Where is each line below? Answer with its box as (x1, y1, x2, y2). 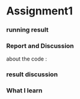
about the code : (6, 55, 47, 62)
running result (6, 26, 49, 34)
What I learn (6, 86, 43, 95)
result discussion (6, 70, 58, 79)
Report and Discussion (6, 42, 74, 50)
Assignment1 (6, 4, 73, 18)
